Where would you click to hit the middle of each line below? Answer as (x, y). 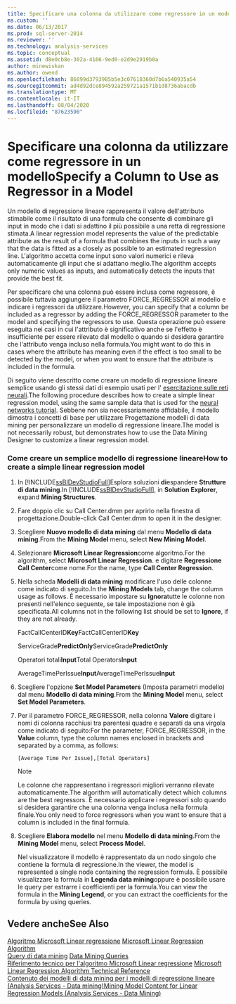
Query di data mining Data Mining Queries (68, 955)
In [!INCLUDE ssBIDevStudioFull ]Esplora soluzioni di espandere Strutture (122, 482)
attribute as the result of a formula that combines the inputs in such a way (114, 240)
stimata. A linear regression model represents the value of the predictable (113, 233)
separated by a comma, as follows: (68, 745)
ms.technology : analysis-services (58, 46)
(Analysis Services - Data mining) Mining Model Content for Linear (103, 986)
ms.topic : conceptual (39, 53)
